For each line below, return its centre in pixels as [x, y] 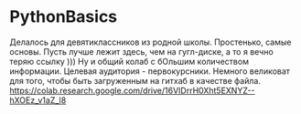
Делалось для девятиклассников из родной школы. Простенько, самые [150, 42]
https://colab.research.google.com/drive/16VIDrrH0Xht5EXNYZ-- [132, 90]
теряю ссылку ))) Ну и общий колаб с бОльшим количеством [129, 61]
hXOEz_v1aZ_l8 [38, 100]
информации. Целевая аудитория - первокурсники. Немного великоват [150, 71]
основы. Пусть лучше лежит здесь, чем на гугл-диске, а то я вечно [142, 51]
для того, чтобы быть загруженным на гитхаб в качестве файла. [135, 80]
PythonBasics [64, 17]
